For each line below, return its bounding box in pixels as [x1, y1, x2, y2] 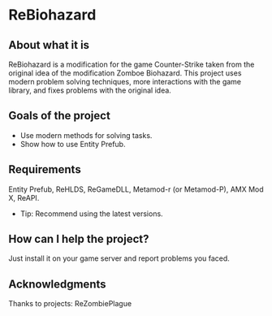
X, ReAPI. [8, 193, 40, 202]
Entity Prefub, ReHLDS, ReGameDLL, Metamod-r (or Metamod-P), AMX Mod [8, 184, 264, 194]
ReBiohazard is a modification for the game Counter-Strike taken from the [8, 59, 255, 69]
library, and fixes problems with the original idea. [8, 85, 172, 95]
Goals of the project [8, 109, 111, 123]
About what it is [8, 38, 90, 52]
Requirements [8, 162, 81, 176]
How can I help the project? [8, 232, 149, 246]
